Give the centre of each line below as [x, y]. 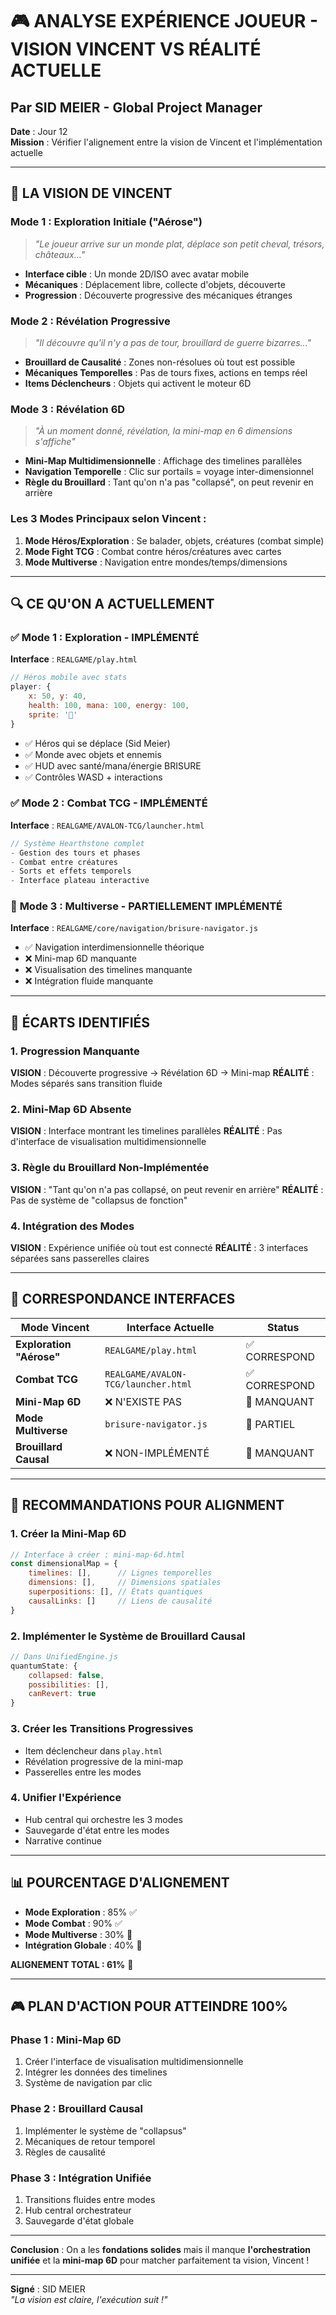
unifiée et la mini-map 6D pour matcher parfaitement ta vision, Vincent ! [160, 2260]
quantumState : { [44, 1666]
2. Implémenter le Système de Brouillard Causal [128, 1636]
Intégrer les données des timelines [96, 2072]
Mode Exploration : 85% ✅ [81, 1912]
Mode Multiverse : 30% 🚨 [78, 1934]
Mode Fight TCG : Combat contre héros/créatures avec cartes [153, 551]
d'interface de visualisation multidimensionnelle [108, 1142]
